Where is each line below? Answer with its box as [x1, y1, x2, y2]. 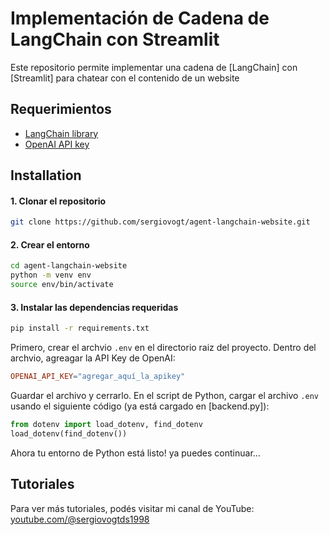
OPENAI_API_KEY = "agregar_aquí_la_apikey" [10, 372, 186, 382]
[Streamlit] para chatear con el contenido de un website [10, 72, 240, 84]
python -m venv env [10, 270, 92, 281]
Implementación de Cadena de [10, 7, 270, 30]
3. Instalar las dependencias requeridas [10, 301, 179, 313]
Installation [10, 167, 82, 184]
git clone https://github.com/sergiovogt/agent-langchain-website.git [10, 217, 311, 227]
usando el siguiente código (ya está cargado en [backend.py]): [10, 400, 270, 412]
